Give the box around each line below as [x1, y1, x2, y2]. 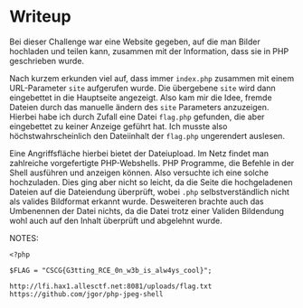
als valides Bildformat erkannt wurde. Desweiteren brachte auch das [9, 196, 264, 207]
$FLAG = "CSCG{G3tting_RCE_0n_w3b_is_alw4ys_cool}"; [9, 266, 213, 275]
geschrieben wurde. [9, 55, 84, 66]
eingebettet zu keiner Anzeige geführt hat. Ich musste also [9, 120, 228, 132]
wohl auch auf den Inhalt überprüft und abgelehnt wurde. [9, 215, 223, 226]
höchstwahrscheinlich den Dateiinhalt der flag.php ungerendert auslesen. [9, 130, 285, 141]
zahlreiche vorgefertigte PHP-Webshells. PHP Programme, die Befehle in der [9, 157, 295, 168]
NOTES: [9, 232, 39, 243]
